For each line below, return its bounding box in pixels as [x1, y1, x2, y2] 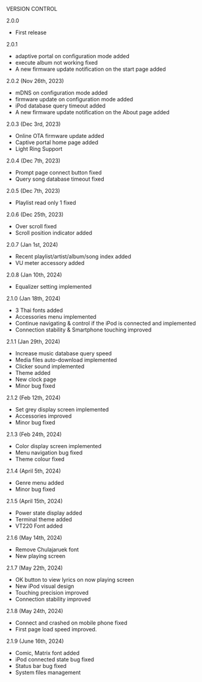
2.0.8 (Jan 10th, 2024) [6, 271, 62, 278]
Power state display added [15, 509, 82, 517]
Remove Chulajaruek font [15, 546, 79, 553]
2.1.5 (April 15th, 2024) [6, 498, 63, 504]
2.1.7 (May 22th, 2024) [6, 564, 63, 571]
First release [15, 29, 47, 36]
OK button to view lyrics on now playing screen [15, 576, 134, 583]
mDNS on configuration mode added [15, 89, 108, 96]
